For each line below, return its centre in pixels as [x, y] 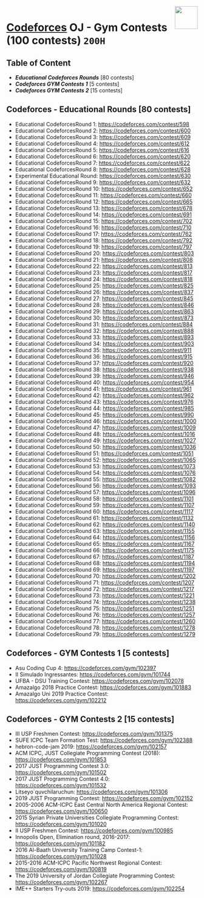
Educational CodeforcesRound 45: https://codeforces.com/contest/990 [104, 414]
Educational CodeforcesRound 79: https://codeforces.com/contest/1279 [105, 634]
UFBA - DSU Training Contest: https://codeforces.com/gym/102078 [99, 680]
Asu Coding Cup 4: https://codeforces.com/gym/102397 [86, 668]
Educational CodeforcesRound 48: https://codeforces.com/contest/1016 [105, 434]
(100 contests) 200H [56, 40]
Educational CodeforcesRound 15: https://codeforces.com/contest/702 [104, 221]
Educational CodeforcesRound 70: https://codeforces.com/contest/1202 [105, 576]
